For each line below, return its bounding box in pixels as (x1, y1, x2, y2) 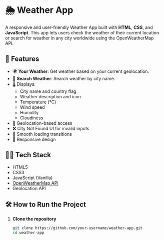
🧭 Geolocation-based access (12, 120, 72, 126)
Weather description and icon (19, 93, 81, 99)
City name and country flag (19, 88, 76, 94)
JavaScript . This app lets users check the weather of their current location (5, 29, 159, 35)
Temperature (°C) (19, 99, 56, 105)
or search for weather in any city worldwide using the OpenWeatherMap (5, 35, 154, 41)
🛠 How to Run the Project (5, 200, 86, 209)
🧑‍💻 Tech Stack (5, 151, 51, 159)
